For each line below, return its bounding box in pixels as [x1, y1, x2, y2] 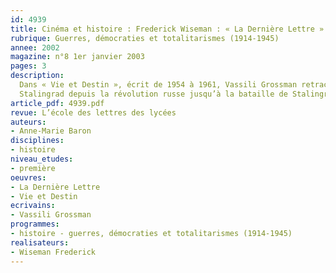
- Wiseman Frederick [10, 247, 97, 257]
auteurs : [10, 117, 47, 127]
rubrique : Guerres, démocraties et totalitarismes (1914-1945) [10, 33, 280, 43]
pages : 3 [10, 61, 47, 71]
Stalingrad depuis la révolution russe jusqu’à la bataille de [19, 89, 288, 99]
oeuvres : [10, 172, 47, 183]
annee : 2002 [10, 42, 60, 53]
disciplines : [10, 136, 65, 146]
